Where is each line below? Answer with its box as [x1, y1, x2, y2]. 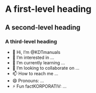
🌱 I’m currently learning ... [12, 59, 65, 65]
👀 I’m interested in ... [12, 54, 54, 60]
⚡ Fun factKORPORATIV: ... [12, 83, 67, 89]
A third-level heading [5, 38, 57, 45]
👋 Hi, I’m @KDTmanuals [12, 49, 61, 55]
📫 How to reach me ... [12, 70, 58, 76]
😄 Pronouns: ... [12, 78, 45, 84]
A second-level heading [5, 23, 81, 32]
